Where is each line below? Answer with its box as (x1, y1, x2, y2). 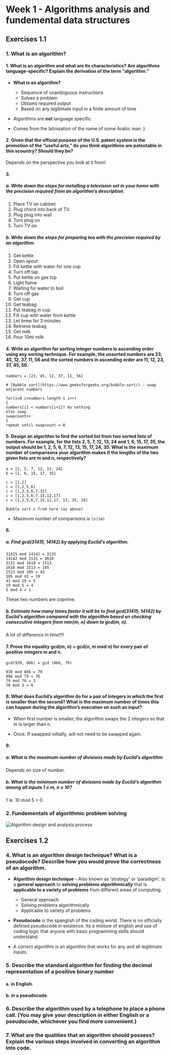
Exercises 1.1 (6, 35, 47, 43)
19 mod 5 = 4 (6, 583, 34, 588)
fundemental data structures (6, 14, 130, 26)
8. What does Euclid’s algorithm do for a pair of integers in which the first (6, 693, 163, 700)
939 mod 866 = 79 (6, 669, 43, 675)
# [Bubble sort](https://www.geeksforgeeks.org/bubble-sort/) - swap (6, 382, 157, 388)
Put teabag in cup (13, 307, 50, 313)
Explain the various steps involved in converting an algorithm (6, 1038, 160, 1045)
